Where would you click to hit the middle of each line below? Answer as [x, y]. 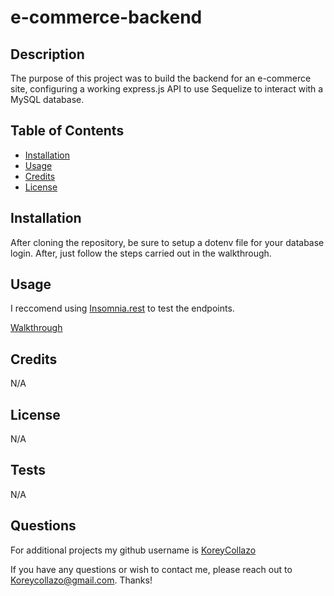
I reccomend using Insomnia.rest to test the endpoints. [122, 308]
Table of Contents [67, 131]
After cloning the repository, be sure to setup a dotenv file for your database [167, 242]
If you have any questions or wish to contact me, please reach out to [151, 569]
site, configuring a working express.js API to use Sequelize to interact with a [167, 89]
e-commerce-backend [106, 17]
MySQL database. [47, 99]
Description [47, 54]
